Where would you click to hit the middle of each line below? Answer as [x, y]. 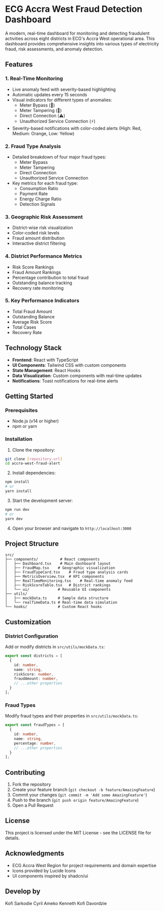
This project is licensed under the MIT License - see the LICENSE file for [78, 833]
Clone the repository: [34, 450]
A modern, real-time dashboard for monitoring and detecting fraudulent [77, 33]
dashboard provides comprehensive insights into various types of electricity [82, 43]
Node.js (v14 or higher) [35, 421]
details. [13, 838]
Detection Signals [37, 204]
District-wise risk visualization [42, 228]
